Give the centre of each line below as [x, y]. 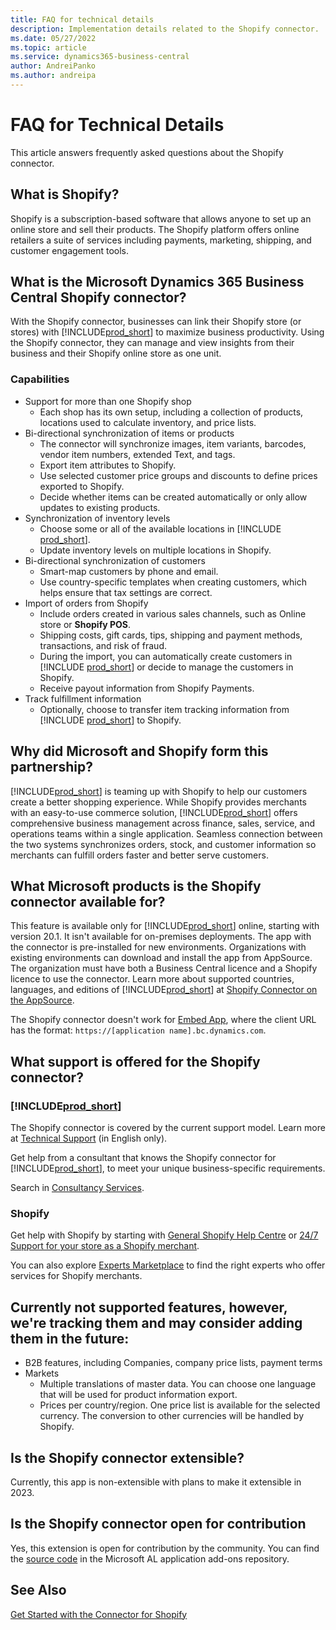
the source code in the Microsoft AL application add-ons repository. [150, 1558]
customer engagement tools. [70, 250]
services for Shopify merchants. [76, 1276]
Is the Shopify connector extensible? [127, 1457]
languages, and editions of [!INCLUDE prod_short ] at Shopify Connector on [164, 990]
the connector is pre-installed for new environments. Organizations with [158, 947]
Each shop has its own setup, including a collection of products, [171, 412]
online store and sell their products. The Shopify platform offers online [155, 229]
